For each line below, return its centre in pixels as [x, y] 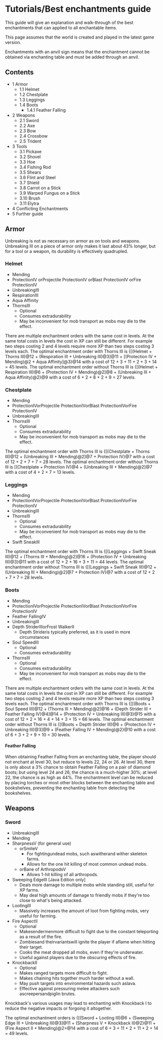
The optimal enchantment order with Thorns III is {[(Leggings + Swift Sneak [81, 551]
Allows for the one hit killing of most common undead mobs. [87, 864]
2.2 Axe [27, 125]
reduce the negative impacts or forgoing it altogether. [59, 1008]
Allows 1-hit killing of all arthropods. [62, 874]
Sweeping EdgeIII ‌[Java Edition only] [49, 879]
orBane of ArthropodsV [43, 869]
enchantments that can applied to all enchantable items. [61, 27]
